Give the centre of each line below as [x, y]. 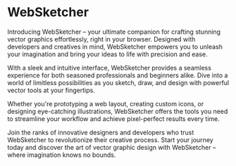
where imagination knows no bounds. [62, 155]
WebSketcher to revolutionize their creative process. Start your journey [110, 140]
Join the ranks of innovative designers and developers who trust [101, 132]
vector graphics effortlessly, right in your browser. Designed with [101, 39]
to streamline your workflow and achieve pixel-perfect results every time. [114, 119]
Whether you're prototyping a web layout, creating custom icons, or [106, 103]
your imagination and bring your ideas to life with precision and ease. [107, 54]
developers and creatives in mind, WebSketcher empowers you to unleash [115, 46]
